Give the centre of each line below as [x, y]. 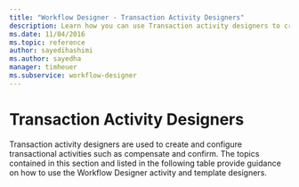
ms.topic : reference [48, 42]
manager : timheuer [43, 68]
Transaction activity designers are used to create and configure [126, 144]
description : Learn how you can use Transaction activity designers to [145, 26]
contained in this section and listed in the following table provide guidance [145, 163]
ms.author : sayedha [45, 59]
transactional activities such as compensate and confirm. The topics [134, 153]
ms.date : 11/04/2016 [48, 34]
